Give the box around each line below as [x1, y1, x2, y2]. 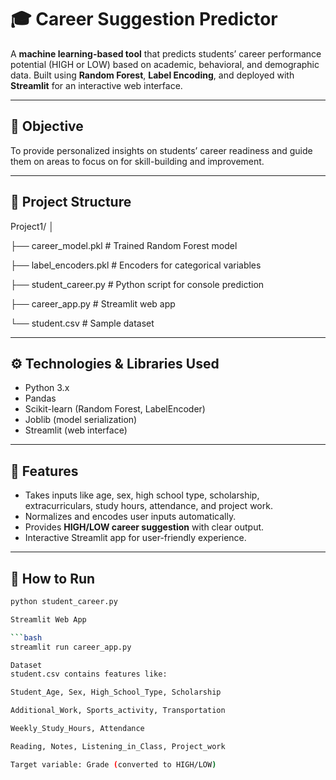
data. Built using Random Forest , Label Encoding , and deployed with [10, 69, 295, 81]
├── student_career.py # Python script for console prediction [10, 278, 265, 290]
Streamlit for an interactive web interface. [10, 79, 183, 91]
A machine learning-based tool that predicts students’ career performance [10, 47, 322, 60]
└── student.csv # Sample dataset [10, 317, 155, 329]
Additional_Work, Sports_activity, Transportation [10, 706, 226, 716]
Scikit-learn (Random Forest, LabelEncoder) [24, 403, 206, 415]
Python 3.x [24, 382, 70, 394]
